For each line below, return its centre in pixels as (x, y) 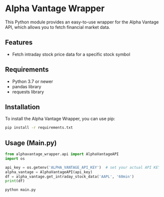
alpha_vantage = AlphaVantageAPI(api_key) (49, 172)
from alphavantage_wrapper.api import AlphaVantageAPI (62, 154)
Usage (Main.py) (31, 143)
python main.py (20, 190)
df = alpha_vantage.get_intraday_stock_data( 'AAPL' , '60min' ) (70, 177)
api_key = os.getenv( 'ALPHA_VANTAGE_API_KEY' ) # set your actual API (78, 167)
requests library (28, 92)
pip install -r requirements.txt (39, 128)
